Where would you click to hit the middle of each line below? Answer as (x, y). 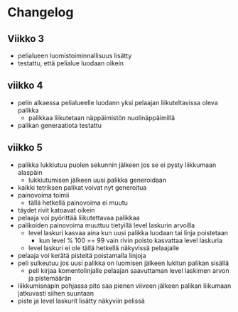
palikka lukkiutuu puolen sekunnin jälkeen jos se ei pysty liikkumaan (117, 165)
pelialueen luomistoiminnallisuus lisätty (75, 55)
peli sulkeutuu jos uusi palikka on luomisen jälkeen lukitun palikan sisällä (123, 263)
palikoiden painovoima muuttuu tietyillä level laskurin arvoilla (106, 225)
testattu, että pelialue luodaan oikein (71, 63)
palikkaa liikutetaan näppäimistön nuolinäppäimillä (102, 117)
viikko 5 (25, 147)
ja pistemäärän (50, 278)
